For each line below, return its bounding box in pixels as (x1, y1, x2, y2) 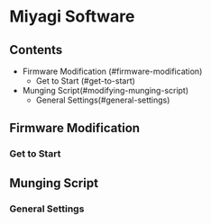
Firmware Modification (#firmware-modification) (22, 66, 203, 76)
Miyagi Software (9, 6, 135, 27)
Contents (9, 42, 63, 58)
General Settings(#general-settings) (35, 94, 170, 105)
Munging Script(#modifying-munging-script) (22, 85, 189, 95)
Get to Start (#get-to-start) (35, 76, 135, 86)
